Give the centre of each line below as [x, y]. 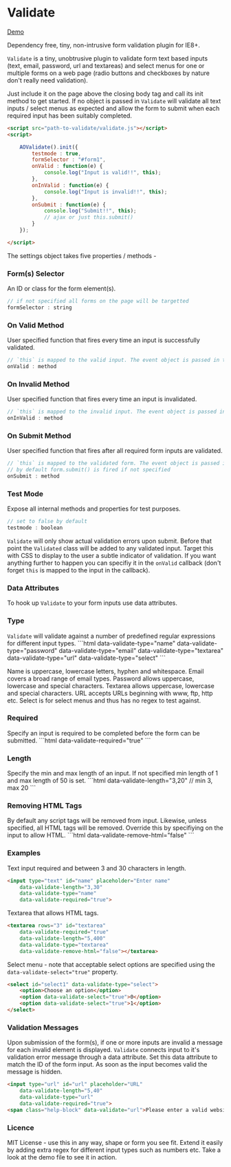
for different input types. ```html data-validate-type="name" [91, 643]
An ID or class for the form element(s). [62, 289]
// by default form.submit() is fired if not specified [89, 470]
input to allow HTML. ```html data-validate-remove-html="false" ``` [101, 835]
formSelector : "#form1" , [69, 160]
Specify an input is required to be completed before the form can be [104, 733]
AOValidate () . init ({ [49, 147]
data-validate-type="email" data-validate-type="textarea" [141, 650]
